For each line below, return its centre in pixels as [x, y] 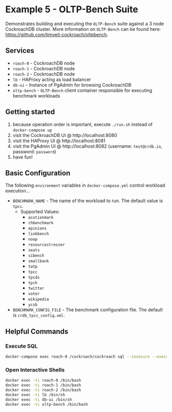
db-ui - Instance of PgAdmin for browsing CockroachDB [72, 85]
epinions [37, 229]
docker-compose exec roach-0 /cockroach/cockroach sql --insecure [78, 357]
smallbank [38, 261]
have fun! [23, 157]
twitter [36, 288]
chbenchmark [41, 223]
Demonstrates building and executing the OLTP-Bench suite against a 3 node [85, 24]
